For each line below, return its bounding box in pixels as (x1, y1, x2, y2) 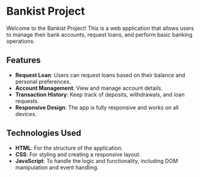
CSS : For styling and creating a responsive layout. (15, 151, 141, 158)
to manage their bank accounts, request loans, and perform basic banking (6, 31, 193, 38)
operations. (6, 37, 35, 45)
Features (6, 55, 41, 65)
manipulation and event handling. (15, 164, 99, 171)
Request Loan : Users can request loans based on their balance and (15, 71, 185, 79)
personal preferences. (15, 78, 71, 85)
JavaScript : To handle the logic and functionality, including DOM (15, 157, 178, 164)
